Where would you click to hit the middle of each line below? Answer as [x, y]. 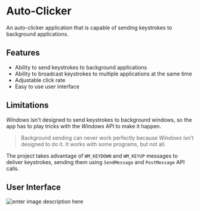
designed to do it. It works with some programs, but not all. [93, 144]
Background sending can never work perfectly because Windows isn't [107, 138]
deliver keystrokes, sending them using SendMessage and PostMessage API [96, 162]
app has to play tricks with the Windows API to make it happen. [84, 126]
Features [23, 53]
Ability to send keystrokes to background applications [81, 67]
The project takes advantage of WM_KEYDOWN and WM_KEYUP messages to [92, 156]
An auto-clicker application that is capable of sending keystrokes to [89, 28]
